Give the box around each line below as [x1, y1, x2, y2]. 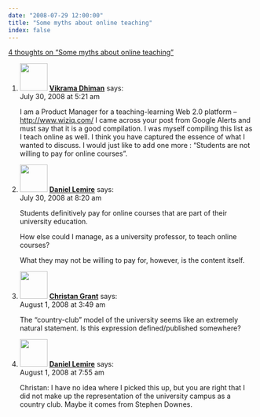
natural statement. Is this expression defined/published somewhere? [19, 323, 241, 333]
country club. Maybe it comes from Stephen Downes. [19, 400, 192, 409]
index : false [8, 26, 51, 34]
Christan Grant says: [49, 292, 118, 301]
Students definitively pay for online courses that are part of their [19, 208, 228, 218]
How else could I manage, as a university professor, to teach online [19, 232, 237, 242]
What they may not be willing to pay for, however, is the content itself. [19, 256, 245, 265]
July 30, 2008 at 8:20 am [19, 194, 102, 203]
